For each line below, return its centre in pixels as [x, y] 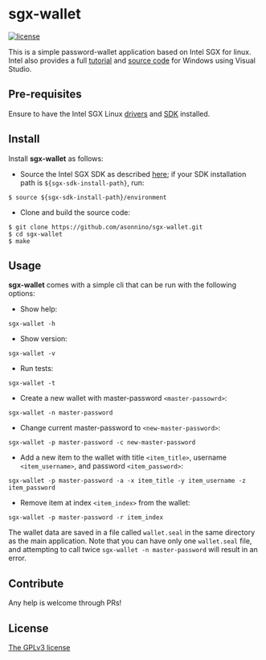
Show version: [44, 339]
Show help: [39, 309]
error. [17, 558]
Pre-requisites [45, 95]
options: [22, 294]
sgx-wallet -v [32, 354]
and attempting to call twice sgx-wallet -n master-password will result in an [133, 550]
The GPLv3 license [39, 648]
